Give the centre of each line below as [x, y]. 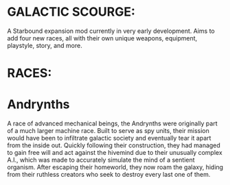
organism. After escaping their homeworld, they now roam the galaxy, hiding [115, 167]
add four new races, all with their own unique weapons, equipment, [102, 38]
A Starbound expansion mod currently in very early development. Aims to [111, 31]
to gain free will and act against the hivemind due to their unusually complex [115, 153]
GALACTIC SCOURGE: [71, 12]
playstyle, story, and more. [45, 45]
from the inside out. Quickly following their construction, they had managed [114, 145]
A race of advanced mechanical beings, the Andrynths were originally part [112, 123]
